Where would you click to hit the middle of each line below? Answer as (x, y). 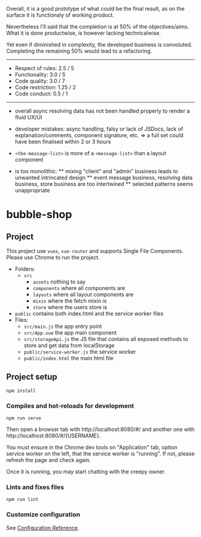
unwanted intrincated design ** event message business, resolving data (104, 177)
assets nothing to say (59, 282)
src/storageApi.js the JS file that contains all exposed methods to (106, 339)
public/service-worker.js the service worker (80, 352)
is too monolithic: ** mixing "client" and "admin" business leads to (96, 171)
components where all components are (79, 288)
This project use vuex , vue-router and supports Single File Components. (95, 251)
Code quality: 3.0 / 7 (40, 81)
